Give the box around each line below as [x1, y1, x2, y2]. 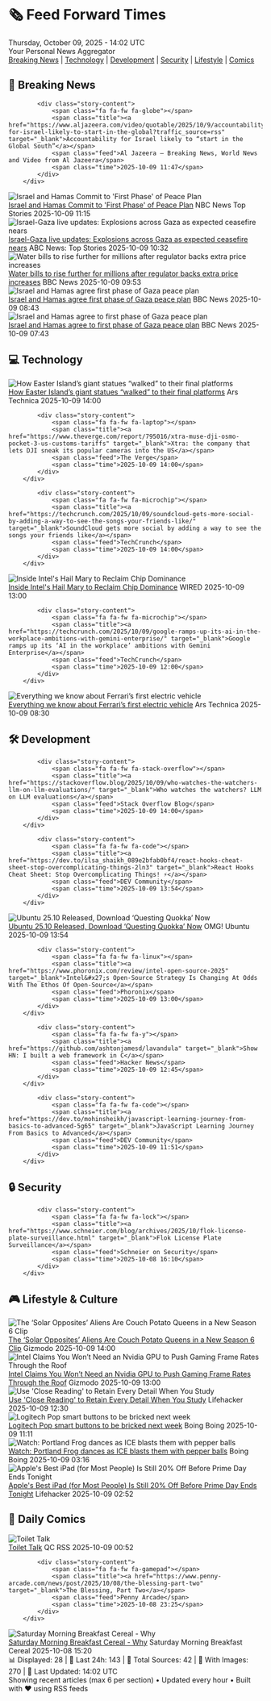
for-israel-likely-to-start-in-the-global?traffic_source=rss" [8, 127, 226, 136]
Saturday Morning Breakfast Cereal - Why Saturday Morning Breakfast [8, 1637, 244, 1647]
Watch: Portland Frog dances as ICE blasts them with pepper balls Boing [8, 1446, 249, 1456]
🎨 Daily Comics [8, 1512, 86, 1526]
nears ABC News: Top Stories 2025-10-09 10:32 [8, 243, 169, 252]
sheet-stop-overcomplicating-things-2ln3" [8, 864, 153, 872]
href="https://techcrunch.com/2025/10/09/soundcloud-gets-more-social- [8, 510, 254, 518]
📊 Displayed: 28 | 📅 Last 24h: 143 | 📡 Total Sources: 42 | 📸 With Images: [8, 1654, 248, 1665]
